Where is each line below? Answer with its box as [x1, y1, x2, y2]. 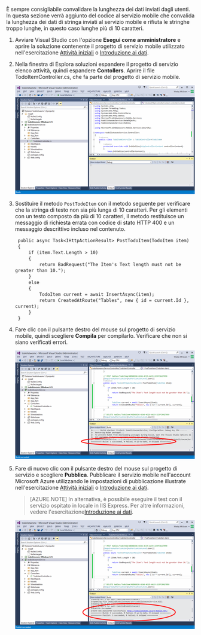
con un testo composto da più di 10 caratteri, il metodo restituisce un [14, 212, 184, 219]
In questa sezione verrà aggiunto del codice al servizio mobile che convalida [6, 12, 195, 19]
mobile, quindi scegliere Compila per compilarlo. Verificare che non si [14, 332, 187, 339]
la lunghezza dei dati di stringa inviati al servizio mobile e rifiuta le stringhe [6, 19, 190, 25]
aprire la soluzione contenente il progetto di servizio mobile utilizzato [14, 42, 185, 50]
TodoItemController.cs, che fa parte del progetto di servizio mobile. [14, 74, 181, 80]
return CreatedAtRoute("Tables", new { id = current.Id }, [39, 297, 190, 303]
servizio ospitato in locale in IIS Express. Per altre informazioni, [29, 502, 185, 509]
